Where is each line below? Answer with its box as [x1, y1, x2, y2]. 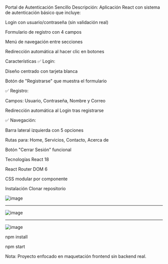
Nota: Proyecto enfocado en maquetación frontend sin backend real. [5, 253, 146, 259]
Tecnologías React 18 [5, 157, 49, 162]
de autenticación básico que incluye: [5, 10, 81, 16]
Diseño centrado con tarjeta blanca [5, 68, 78, 74]
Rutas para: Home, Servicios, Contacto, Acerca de [5, 137, 109, 143]
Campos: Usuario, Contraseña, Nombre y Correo [5, 98, 106, 103]
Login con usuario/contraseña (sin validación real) [5, 20, 108, 25]
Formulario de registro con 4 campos [5, 29, 81, 35]
